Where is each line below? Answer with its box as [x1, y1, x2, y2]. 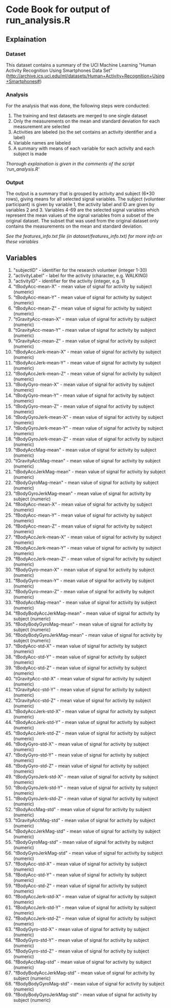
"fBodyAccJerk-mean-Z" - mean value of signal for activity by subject [13, 556, 162, 562]
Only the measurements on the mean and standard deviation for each [13, 118, 160, 124]
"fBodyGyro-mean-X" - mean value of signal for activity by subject [13, 567, 155, 573]
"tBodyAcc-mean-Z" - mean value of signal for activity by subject [13, 305, 152, 311]
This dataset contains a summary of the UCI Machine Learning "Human [6, 62, 157, 68]
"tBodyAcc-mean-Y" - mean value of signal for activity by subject [13, 294, 152, 300]
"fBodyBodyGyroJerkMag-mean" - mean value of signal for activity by [13, 632, 163, 638]
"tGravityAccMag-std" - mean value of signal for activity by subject [13, 817, 156, 823]
